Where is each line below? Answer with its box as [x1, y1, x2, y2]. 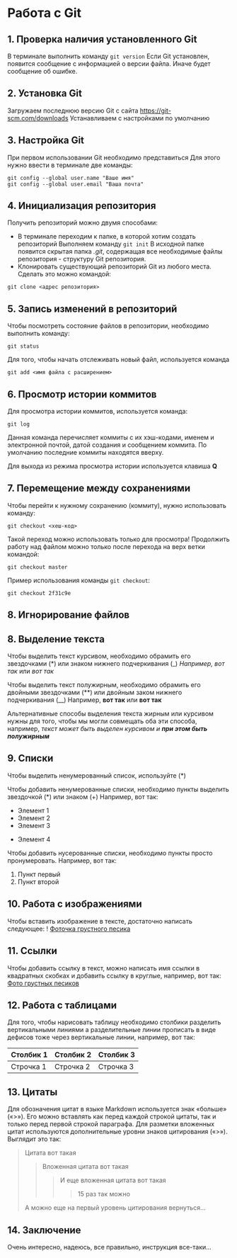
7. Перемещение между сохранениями [7, 482, 191, 494]
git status [7, 343, 40, 350]
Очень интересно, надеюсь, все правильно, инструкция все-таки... [7, 1242, 212, 1251]
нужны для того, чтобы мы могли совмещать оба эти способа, [7, 717, 197, 725]
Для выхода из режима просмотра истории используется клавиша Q [7, 462, 218, 470]
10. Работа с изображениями [7, 898, 142, 910]
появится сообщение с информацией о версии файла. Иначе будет [7, 59, 211, 68]
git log [7, 421, 30, 428]
